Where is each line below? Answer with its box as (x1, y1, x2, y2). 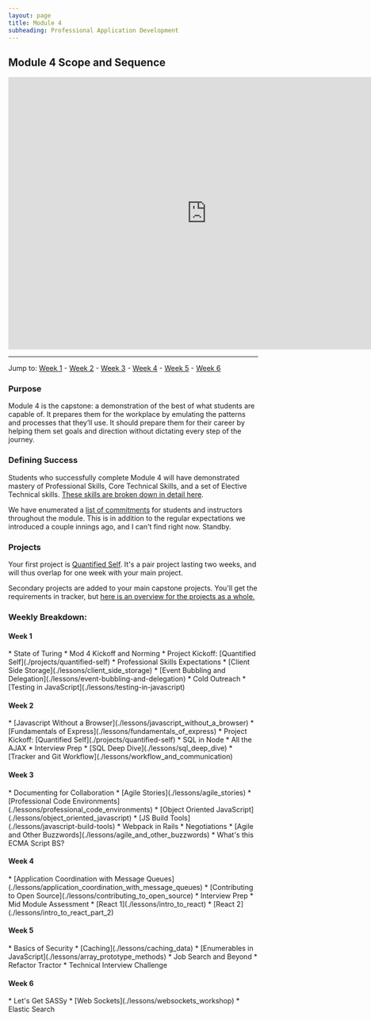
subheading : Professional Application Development (8, 26, 179, 34)
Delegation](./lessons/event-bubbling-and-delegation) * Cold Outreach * (8, 674, 247, 684)
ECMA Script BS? (8, 838, 65, 848)
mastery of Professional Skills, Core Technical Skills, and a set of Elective (8, 481, 247, 491)
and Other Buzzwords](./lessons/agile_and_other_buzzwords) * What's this (8, 830, 254, 839)
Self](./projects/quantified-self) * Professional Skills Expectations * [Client (8, 657, 251, 667)
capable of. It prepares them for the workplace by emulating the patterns (8, 410, 246, 419)
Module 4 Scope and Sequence (8, 55, 166, 69)
